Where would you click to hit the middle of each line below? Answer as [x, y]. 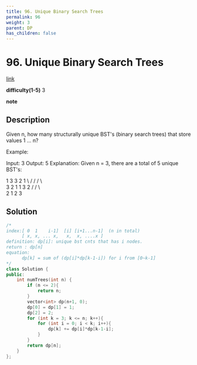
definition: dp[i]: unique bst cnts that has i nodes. [74, 242]
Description [28, 120]
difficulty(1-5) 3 [26, 90]
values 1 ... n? [22, 140]
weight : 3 [18, 22]
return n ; [49, 291]
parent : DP [19, 28]
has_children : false [31, 34]
